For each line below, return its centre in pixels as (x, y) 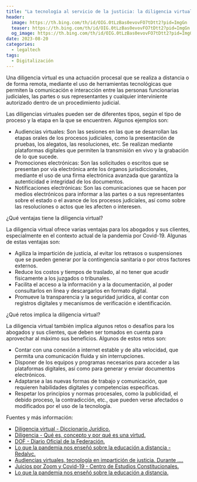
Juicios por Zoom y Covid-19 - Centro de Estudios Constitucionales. (97, 466)
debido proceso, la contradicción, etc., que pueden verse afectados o (99, 400)
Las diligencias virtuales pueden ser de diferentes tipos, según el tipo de (94, 114)
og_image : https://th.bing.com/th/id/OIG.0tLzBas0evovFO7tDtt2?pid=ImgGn (103, 34)
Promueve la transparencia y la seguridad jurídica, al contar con (91, 297)
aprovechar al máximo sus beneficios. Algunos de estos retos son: (86, 338)
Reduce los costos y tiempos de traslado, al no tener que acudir (91, 272)
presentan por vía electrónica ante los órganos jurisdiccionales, (91, 169)
